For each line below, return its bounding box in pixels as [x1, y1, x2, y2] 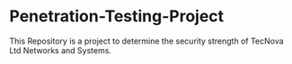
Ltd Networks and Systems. [9, 44, 112, 55]
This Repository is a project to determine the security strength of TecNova [9, 36, 285, 46]
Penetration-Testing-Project [9, 6, 225, 27]
